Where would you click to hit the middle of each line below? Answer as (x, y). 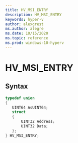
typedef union (20, 98)
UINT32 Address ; (38, 122)
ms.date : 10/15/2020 (27, 33)
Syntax (17, 86)
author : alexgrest (24, 24)
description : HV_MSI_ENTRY (33, 15)
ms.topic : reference (27, 38)
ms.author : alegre (24, 29)
